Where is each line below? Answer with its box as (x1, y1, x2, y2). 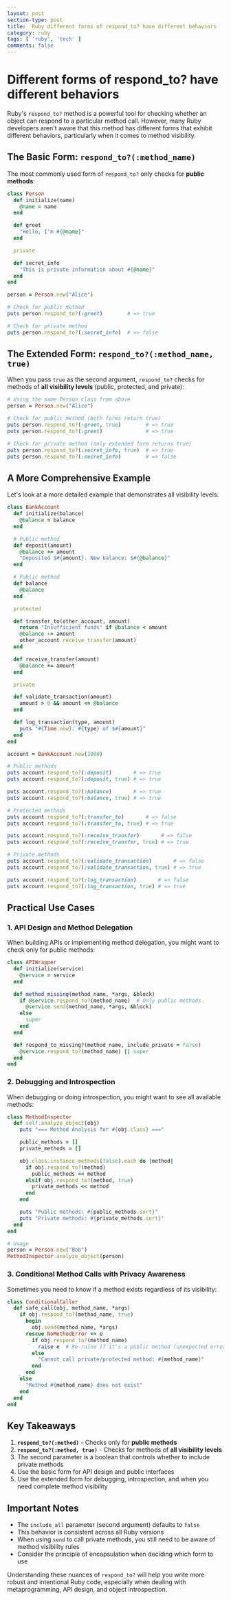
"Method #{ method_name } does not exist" (25, 1381, 143, 1388)
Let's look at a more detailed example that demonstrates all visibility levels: (7, 490, 219, 499)
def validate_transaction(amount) (13, 694, 112, 701)
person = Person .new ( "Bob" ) (7, 1246, 88, 1254)
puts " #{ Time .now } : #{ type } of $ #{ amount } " (19, 725, 146, 732)
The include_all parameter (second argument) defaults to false (16, 1521, 200, 1529)
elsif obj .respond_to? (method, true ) (25, 1177, 134, 1183)
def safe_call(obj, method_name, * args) (13, 1305, 131, 1312)
